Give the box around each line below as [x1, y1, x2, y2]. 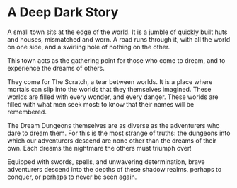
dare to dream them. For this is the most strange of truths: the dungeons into [7, 129, 231, 137]
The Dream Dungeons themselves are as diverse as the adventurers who [7, 121, 220, 129]
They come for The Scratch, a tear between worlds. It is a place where [7, 77, 213, 86]
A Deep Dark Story [7, 4, 119, 20]
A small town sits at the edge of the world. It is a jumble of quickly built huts [7, 28, 228, 36]
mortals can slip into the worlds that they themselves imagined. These [7, 85, 212, 93]
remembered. [7, 107, 47, 116]
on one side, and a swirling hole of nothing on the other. [7, 42, 170, 51]
